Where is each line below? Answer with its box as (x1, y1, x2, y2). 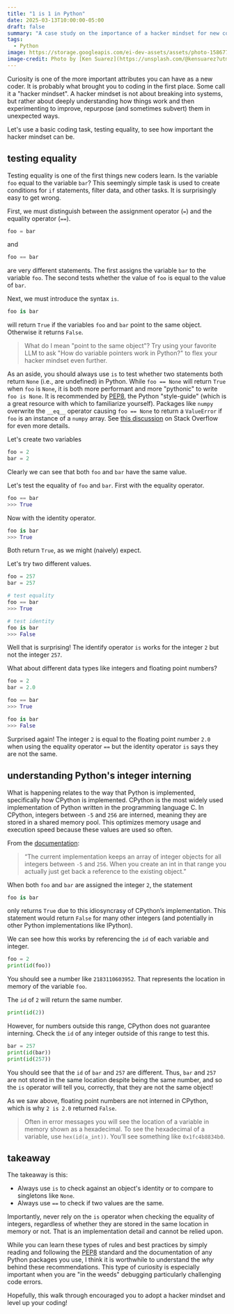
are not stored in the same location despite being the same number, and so (7, 1075, 223, 1084)
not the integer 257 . (7, 650, 63, 659)
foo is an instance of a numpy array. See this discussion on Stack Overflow (7, 414, 218, 423)
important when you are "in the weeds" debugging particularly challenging (7, 1270, 221, 1278)
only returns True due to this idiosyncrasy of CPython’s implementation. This (7, 907, 226, 915)
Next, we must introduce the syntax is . (7, 295, 120, 303)
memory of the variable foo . (7, 983, 87, 991)
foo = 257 (7, 573, 36, 580)
